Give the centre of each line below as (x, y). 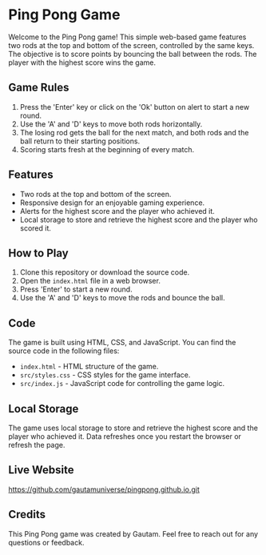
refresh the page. (37, 445)
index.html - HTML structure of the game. (89, 367)
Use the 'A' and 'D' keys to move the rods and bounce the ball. (122, 298)
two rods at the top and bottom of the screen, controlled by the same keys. (131, 45)
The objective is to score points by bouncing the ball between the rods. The (133, 54)
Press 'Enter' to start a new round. (76, 289)
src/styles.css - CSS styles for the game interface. (105, 375)
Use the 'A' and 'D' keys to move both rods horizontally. (111, 124)
